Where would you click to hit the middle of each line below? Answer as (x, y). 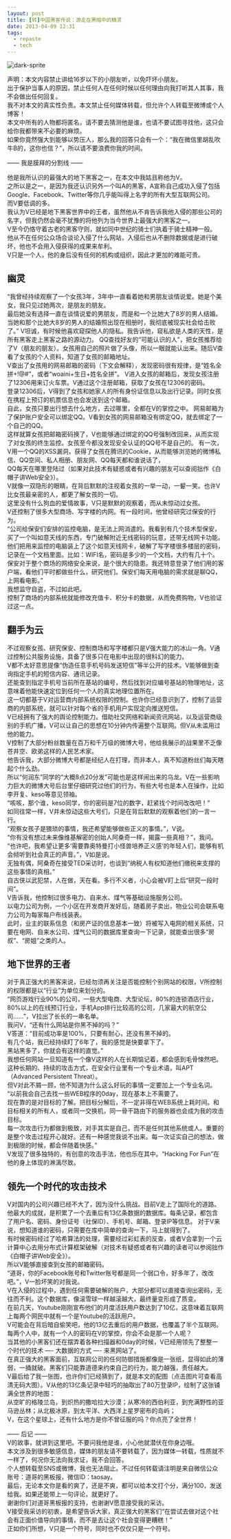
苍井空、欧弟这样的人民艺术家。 (52, 751)
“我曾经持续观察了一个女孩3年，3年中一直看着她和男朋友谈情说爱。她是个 (112, 296)
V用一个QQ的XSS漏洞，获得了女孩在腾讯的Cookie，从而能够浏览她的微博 (111, 451)
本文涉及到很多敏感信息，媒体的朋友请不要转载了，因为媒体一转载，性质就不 (115, 1451)
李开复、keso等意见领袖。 (44, 794)
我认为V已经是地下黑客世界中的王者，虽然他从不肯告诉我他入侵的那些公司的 (114, 212)
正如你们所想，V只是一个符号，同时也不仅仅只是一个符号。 (90, 1529)
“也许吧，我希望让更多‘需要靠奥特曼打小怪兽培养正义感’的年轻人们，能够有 (112, 846)
